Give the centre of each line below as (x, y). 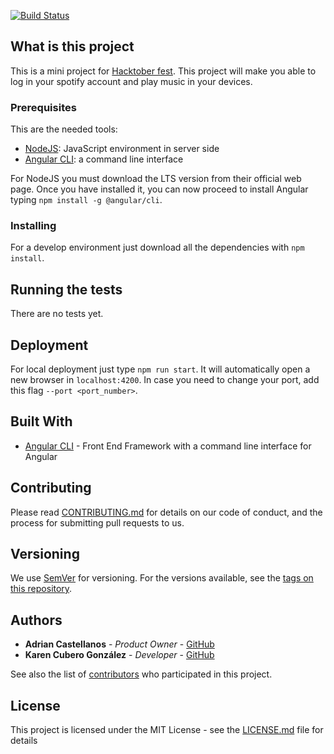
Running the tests (66, 289)
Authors (36, 620)
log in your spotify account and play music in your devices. (131, 81)
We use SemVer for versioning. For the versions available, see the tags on (162, 578)
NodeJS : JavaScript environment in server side (122, 149)
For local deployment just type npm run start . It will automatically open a (160, 369)
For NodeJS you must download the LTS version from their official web (156, 179)
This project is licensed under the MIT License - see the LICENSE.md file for (167, 730)
